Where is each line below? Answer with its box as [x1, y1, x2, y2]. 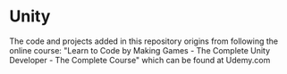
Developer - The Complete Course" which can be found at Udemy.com [9, 54, 271, 65]
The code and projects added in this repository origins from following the [9, 36, 279, 46]
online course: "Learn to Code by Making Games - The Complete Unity [9, 45, 271, 55]
